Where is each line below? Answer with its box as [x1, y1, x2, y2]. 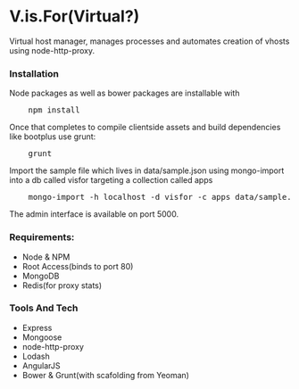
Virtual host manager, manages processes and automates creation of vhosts [9, 36, 290, 46]
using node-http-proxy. [9, 45, 96, 55]
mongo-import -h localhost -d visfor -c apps [28, 192, 231, 203]
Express [21, 322, 53, 333]
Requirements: [9, 231, 75, 244]
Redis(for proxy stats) [21, 279, 103, 291]
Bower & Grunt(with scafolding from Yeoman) [21, 369, 190, 380]
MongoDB [21, 270, 60, 281]
